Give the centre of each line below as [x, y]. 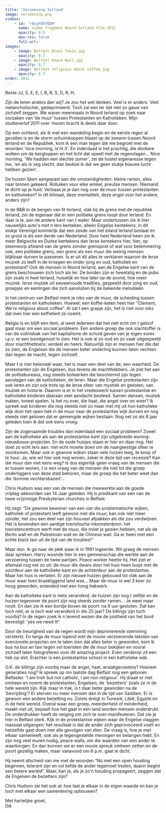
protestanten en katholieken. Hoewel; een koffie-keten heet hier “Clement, [81, 303]
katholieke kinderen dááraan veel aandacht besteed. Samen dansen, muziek [83, 395]
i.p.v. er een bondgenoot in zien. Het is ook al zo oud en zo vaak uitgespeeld [83, 339]
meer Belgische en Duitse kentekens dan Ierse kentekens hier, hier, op [77, 241]
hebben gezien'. [21, 169]
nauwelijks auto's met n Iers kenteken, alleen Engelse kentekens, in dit [77, 225]
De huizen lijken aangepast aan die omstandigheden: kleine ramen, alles [79, 179]
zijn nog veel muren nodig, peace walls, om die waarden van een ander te [80, 740]
